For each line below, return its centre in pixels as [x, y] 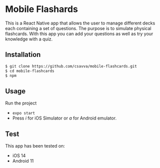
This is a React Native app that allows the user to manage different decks [80, 23]
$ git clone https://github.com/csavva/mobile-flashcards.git [71, 66]
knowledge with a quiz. [29, 39]
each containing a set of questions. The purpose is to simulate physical [78, 28]
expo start [24, 113]
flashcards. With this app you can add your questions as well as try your [79, 33]
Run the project [21, 103]
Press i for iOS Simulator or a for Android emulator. [65, 118]
